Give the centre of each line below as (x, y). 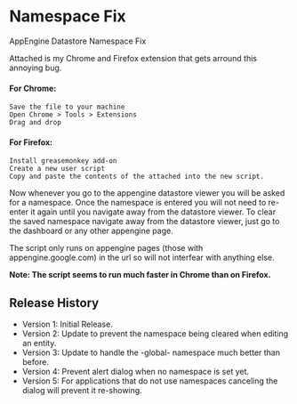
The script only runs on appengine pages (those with (106, 248)
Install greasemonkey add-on (63, 161)
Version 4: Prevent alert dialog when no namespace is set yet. (136, 372)
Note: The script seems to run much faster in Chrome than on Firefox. (140, 275)
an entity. (39, 343)
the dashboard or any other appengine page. (91, 231)
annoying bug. (36, 68)
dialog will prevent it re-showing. (82, 391)
